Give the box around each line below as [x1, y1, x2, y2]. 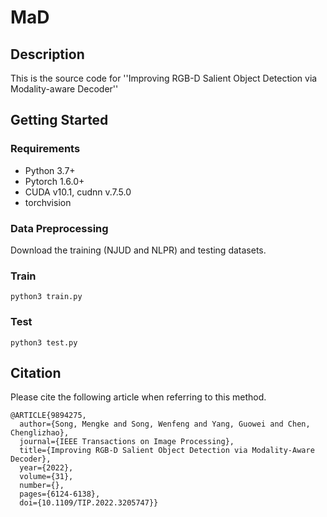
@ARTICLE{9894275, [10, 411, 87, 421]
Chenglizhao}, [10, 428, 70, 438]
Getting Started [10, 112, 109, 129]
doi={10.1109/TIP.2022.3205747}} [19, 498, 159, 508]
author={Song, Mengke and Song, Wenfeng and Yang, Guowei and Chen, [19, 419, 311, 430]
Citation [10, 364, 62, 381]
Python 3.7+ [24, 164, 76, 176]
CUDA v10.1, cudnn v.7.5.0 [24, 186, 132, 198]
